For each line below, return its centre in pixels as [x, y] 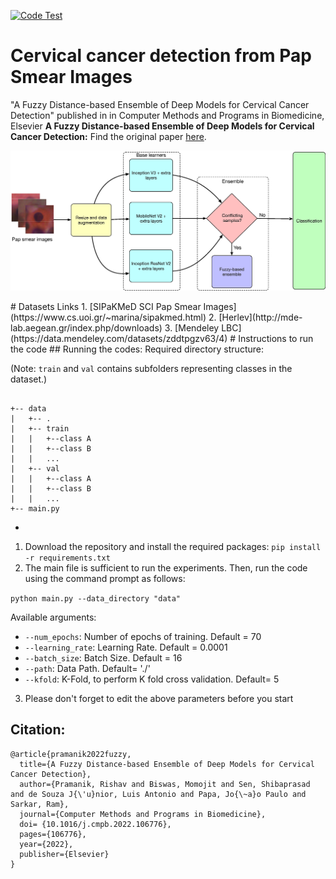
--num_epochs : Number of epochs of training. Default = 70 [143, 636]
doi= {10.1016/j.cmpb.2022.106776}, [95, 824]
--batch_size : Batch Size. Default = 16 [103, 657]
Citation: [38, 730]
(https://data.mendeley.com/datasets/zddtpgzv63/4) [119, 338]
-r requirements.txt [67, 558]
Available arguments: [53, 617]
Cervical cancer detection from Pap [161, 56]
